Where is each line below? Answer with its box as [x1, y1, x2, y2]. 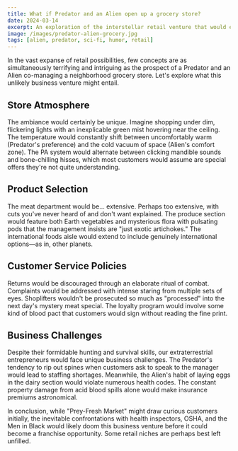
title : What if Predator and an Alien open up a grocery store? [7, 10, 201, 18]
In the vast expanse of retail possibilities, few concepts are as [7, 56, 188, 64]
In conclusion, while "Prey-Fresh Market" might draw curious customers [7, 407, 218, 416]
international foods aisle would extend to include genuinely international [7, 232, 217, 240]
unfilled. [7, 437, 31, 445]
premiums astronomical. [7, 393, 78, 402]
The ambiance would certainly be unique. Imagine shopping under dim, [7, 117, 215, 126]
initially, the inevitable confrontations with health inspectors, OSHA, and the [7, 414, 228, 423]
